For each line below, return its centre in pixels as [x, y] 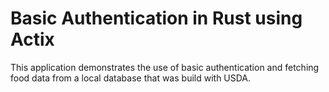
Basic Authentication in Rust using [156, 18]
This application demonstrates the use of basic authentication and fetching [165, 67]
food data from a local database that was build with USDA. [131, 78]
